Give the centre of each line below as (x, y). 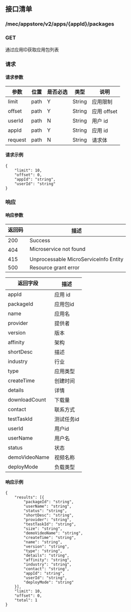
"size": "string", (43, 529)
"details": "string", (47, 556)
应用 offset (104, 111)
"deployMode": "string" (49, 582)
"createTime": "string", (50, 538)
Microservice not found (58, 249)
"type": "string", (43, 551)
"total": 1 (26, 600)
